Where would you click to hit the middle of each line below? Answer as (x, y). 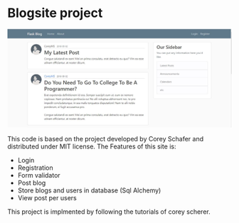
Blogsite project (55, 13)
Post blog (32, 183)
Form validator (39, 175)
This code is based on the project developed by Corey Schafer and (106, 138)
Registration (35, 168)
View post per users (47, 197)
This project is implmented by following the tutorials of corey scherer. (109, 212)
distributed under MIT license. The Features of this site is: (92, 146)
